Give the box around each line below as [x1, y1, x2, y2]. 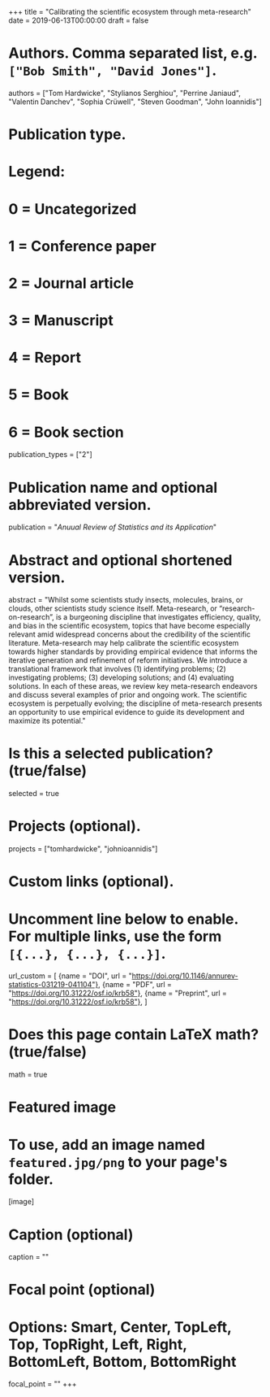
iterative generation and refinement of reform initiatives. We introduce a [8, 655, 247, 665]
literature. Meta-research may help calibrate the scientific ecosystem [8, 638, 239, 648]
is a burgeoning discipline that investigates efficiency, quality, [55, 612, 262, 622]
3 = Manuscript [8, 311, 114, 330]
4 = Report [8, 349, 81, 367]
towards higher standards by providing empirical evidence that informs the [8, 646, 258, 657]
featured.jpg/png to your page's [8, 1152, 228, 1171]
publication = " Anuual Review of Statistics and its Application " [8, 522, 217, 532]
